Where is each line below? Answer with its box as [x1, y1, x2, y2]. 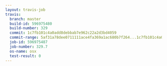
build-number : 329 [9, 26, 48, 31]
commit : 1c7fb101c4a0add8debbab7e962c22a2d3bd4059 [9, 30, 117, 35]
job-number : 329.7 [9, 44, 48, 49]
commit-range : [9, 35, 39, 40]
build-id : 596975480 [9, 21, 52, 26]
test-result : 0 [9, 53, 41, 59]
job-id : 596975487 [9, 40, 48, 45]
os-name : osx [9, 49, 37, 54]
